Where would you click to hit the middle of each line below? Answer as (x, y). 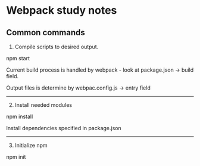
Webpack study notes (62, 10)
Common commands (46, 33)
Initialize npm (31, 145)
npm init (16, 157)
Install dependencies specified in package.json (64, 128)
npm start (18, 58)
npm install (20, 116)
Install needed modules (43, 105)
